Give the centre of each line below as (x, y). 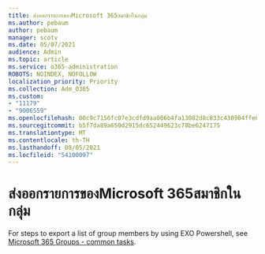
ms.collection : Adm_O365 (49, 89)
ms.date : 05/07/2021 (42, 45)
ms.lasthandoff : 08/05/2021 (54, 148)
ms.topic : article (38, 60)
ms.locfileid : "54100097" (50, 155)
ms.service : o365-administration (63, 67)
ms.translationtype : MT (47, 133)
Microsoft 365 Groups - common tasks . (72, 242)
